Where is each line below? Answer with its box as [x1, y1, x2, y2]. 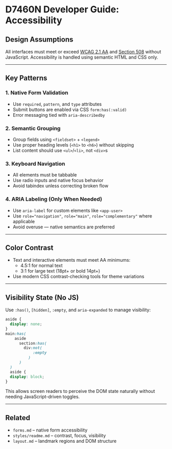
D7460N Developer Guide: [5, 4, 119, 15]
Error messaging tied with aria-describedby [12, 112, 105, 118]
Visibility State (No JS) [5, 293, 79, 302]
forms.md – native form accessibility [12, 427, 88, 433]
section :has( [18, 340, 47, 346]
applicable [12, 218, 35, 224]
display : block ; [10, 374, 45, 379]
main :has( [5, 331, 27, 336]
